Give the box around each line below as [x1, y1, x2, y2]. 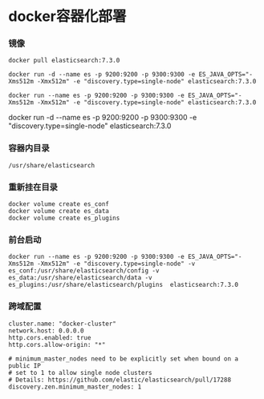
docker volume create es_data [8, 208, 110, 216]
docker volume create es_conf [8, 200, 110, 208]
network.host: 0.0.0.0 [8, 326, 84, 335]
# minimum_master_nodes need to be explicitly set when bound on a [8, 354, 239, 363]
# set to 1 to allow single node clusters [8, 369, 152, 377]
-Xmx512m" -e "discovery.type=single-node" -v [37, 260, 196, 268]
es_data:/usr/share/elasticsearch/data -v [8, 274, 152, 282]
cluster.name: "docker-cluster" [8, 320, 116, 328]
